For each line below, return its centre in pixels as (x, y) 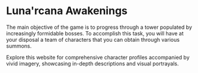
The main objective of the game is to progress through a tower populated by (99, 27)
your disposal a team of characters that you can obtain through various (93, 39)
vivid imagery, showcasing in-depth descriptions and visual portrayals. (92, 64)
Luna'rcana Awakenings (67, 11)
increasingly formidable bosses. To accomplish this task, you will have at (95, 33)
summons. (19, 46)
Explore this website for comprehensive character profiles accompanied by (98, 57)
